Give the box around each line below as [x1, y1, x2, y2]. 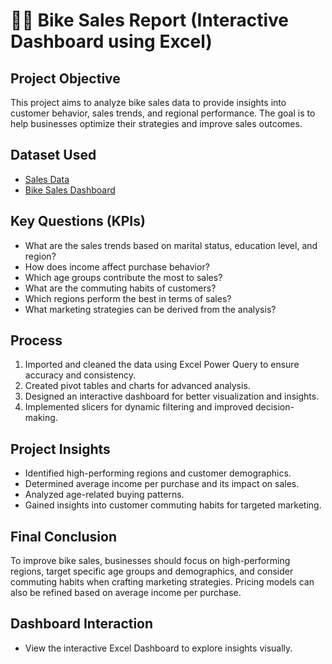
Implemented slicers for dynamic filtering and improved [24, 401, 254, 413]
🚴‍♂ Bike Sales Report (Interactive [10, 9, 290, 32]
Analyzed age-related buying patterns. [24, 489, 185, 501]
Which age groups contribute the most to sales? [24, 271, 223, 283]
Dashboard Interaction [10, 615, 154, 633]
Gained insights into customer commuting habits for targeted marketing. [24, 499, 322, 511]
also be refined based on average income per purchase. [10, 587, 242, 599]
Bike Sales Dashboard [24, 184, 116, 196]
